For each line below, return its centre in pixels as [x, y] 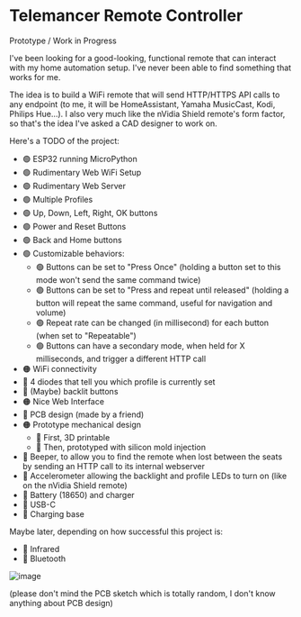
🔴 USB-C [39, 504]
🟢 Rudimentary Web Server [74, 186]
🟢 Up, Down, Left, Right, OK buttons [90, 213]
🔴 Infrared [41, 549]
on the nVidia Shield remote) [75, 485]
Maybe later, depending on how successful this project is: [116, 531]
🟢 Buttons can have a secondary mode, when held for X [140, 345]
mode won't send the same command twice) [118, 279]
